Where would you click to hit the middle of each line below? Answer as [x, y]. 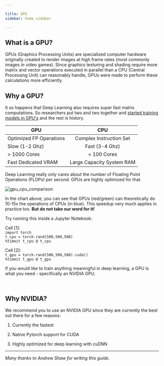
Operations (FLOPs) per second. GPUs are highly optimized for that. [73, 180]
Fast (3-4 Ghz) [103, 146]
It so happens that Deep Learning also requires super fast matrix [70, 108]
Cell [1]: [13, 228]
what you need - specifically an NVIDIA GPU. [50, 274]
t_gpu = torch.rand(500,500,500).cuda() [47, 255]
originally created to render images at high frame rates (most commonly [77, 60]
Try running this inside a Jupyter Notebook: [49, 219]
